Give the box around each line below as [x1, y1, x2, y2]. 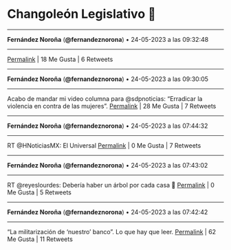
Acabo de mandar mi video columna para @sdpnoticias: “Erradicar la [7, 94, 203, 102]
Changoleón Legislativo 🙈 [7, 6, 156, 22]
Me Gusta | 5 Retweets [7, 188, 72, 196]
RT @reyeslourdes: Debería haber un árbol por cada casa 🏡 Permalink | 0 [7, 181, 215, 189]
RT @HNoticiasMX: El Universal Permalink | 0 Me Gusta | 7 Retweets [7, 141, 201, 150]
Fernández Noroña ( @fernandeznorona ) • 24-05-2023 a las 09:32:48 [7, 35, 209, 43]
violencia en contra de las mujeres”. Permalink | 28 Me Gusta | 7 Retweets [7, 102, 217, 110]
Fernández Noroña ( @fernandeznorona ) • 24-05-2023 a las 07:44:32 [7, 122, 208, 130]
